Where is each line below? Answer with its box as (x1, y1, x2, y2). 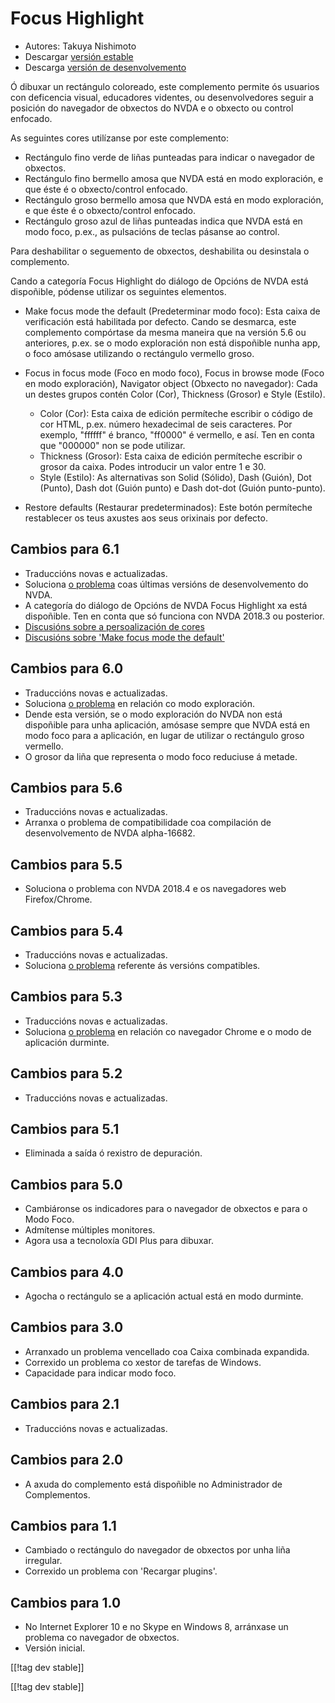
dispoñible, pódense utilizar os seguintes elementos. (10, 285, 227, 297)
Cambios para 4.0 (10, 1263, 124, 1281)
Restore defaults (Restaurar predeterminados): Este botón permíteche (24, 501, 313, 513)
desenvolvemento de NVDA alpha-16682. (24, 827, 196, 839)
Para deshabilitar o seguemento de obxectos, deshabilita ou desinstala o (10, 245, 310, 257)
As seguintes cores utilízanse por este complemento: (10, 132, 229, 144)
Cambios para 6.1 (10, 541, 120, 558)
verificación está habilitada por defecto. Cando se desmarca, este (24, 315, 297, 327)
